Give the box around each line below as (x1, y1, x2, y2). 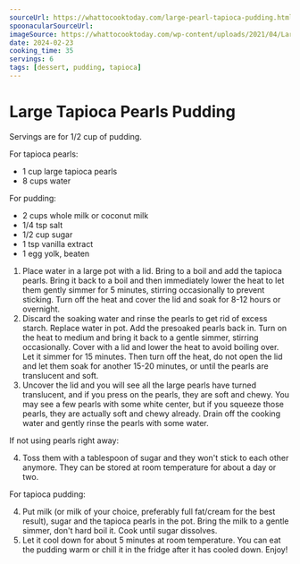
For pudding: (9, 192, 56, 203)
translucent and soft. (21, 370, 99, 380)
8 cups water (21, 175, 71, 186)
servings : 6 (9, 55, 54, 64)
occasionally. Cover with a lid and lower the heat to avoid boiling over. (21, 341, 279, 352)
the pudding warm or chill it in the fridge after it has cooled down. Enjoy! (21, 543, 288, 555)
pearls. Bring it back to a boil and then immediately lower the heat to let (21, 275, 285, 286)
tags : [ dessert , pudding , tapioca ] (9, 64, 142, 73)
